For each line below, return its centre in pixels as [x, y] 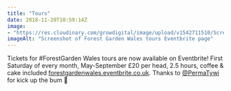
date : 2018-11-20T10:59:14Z [47, 20]
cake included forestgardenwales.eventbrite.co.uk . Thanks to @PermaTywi [113, 73]
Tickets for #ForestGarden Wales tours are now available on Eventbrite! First [115, 58]
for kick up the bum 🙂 [38, 80]
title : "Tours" [29, 13]
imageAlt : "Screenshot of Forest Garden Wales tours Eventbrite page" [110, 39]
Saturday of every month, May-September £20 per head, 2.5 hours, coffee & [115, 66]
